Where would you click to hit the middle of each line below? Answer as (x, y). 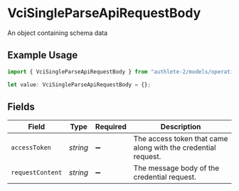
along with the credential (175, 148)
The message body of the (176, 168)
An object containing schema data (58, 33)
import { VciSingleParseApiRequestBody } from (78, 72)
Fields (21, 107)
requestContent (37, 173)
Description (181, 127)
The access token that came (181, 139)
